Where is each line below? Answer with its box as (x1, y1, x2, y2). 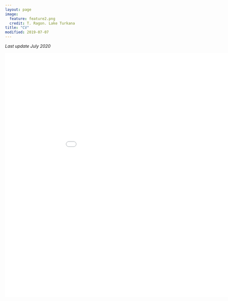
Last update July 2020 (5, 43, 51, 49)
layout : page (5, 7, 32, 12)
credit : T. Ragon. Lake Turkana (9, 20, 76, 26)
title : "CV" (5, 25, 29, 30)
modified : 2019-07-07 (5, 30, 49, 35)
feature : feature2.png (9, 16, 56, 21)
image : (5, 12, 19, 17)
